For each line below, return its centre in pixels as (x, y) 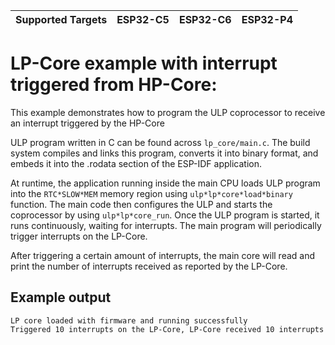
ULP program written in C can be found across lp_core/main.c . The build (160, 142)
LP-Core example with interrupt (144, 63)
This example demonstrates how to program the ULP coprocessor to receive (168, 112)
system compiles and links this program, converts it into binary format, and (164, 153)
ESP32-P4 (267, 19)
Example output (61, 297)
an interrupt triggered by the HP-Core (87, 123)
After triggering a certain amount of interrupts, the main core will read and (163, 255)
